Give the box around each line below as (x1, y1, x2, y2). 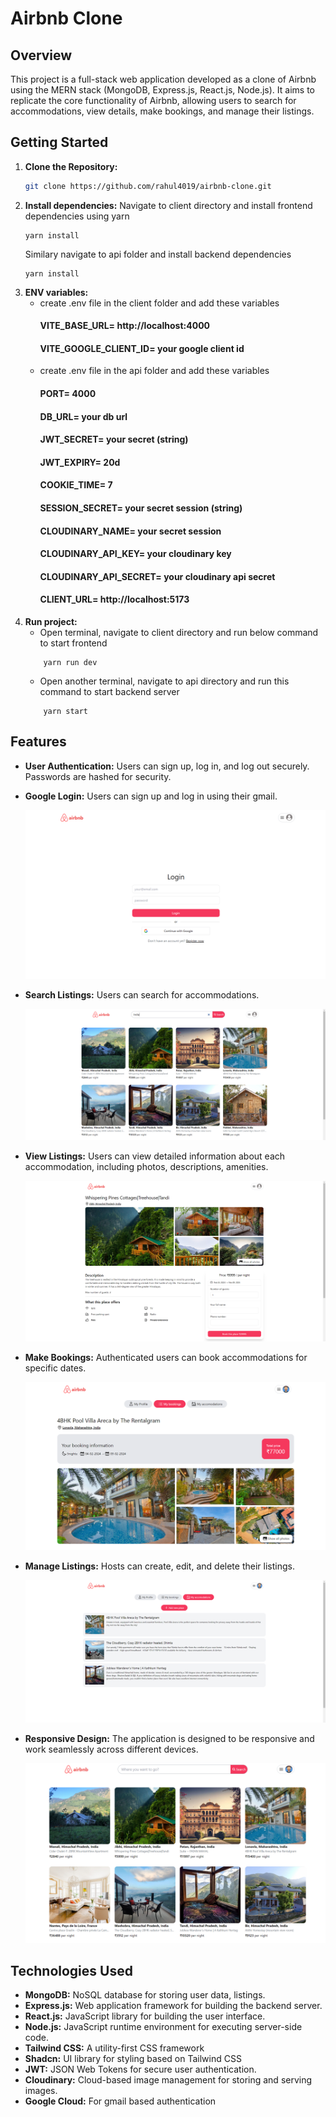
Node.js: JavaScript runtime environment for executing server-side (24, 2021, 303, 2033)
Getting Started (10, 134, 109, 151)
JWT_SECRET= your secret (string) (39, 433, 189, 446)
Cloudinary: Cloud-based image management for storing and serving (24, 2074, 313, 2086)
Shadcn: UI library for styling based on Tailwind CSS (24, 2053, 242, 2065)
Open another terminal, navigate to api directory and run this (39, 675, 290, 687)
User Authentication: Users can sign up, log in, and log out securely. (24, 760, 310, 772)
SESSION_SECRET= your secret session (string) (39, 502, 243, 514)
